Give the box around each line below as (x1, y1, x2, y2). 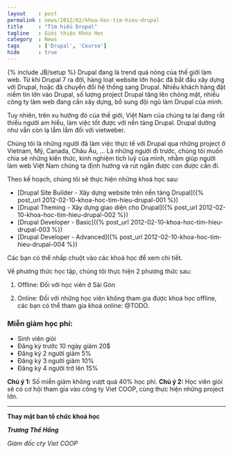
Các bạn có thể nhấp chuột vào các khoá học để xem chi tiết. (7, 253, 183, 261)
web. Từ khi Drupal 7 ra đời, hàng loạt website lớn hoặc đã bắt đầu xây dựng (7, 75, 225, 83)
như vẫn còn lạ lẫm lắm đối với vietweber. (7, 126, 126, 134)
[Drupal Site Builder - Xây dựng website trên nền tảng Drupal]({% (17, 188, 204, 197)
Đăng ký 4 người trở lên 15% (17, 364, 98, 373)
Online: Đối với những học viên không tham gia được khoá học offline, (17, 293, 217, 302)
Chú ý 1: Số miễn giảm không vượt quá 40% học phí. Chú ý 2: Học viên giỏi (7, 378, 223, 386)
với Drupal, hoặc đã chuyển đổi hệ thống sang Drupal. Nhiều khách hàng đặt (7, 83, 226, 91)
